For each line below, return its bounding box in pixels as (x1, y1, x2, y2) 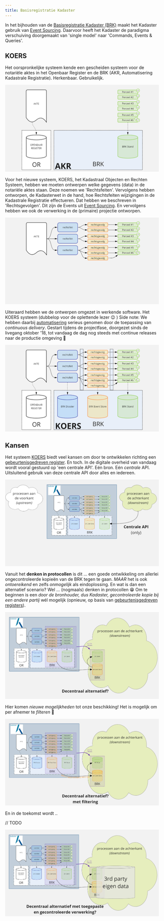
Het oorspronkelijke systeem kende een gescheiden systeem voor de (5, 65, 144, 71)
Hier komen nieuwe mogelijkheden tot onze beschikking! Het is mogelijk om (5, 704, 157, 709)
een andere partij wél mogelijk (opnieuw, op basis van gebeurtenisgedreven (5, 597, 158, 603)
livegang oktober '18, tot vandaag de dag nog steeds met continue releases (5, 330, 157, 335)
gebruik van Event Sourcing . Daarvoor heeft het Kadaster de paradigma (5, 27, 149, 33)
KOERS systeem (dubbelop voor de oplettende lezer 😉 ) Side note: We (5, 314, 147, 320)
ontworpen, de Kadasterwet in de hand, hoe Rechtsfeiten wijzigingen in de (5, 192, 155, 198)
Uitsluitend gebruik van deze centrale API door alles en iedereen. (5, 470, 136, 476)
